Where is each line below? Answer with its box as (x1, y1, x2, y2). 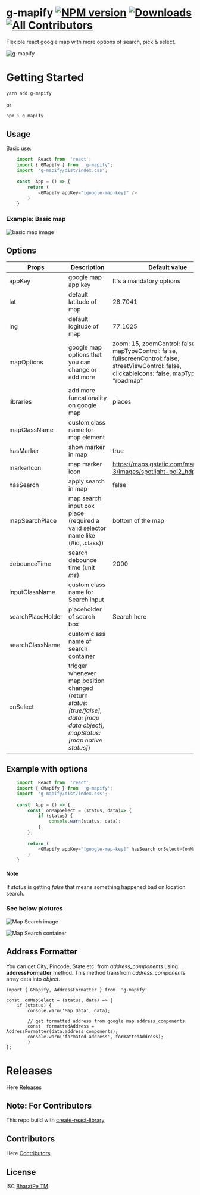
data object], (68, 721, 105, 729)
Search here (112, 613, 147, 621)
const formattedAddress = (27, 1023, 95, 1029)
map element (68, 433, 105, 442)
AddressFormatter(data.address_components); (6, 1028, 118, 1034)
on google (68, 401, 97, 410)
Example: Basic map (6, 215, 66, 223)
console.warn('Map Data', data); (27, 1007, 111, 1013)
